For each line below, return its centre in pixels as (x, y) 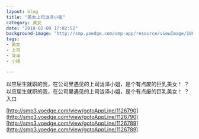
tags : (13, 39)
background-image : (29, 34)
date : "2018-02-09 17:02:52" (42, 28)
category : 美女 (24, 22)
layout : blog (22, 12)
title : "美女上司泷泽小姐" (36, 17)
